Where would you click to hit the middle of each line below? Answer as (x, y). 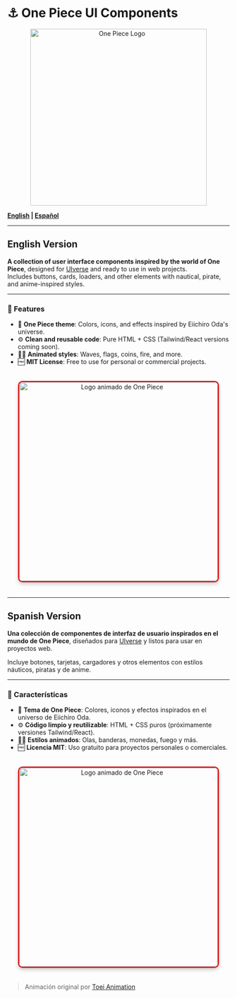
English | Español (33, 215)
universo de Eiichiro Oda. (54, 717)
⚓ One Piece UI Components (93, 13)
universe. (31, 332)
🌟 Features (26, 309)
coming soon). (38, 347)
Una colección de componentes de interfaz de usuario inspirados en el (113, 633)
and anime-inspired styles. (46, 283)
